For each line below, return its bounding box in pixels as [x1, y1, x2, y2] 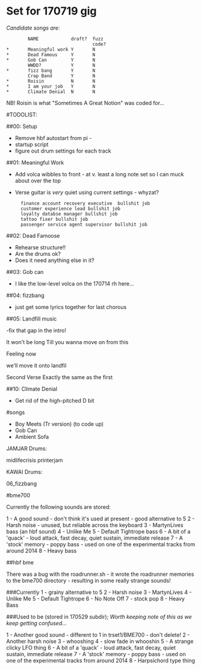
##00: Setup [6, 123, 37, 130]
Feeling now [6, 350, 37, 357]
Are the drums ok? [14, 250, 61, 257]
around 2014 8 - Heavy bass [6, 547, 77, 554]
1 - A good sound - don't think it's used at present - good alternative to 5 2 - [6, 515, 195, 522]
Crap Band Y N [28, 72, 96, 79]
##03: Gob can [6, 268, 44, 275]
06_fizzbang [6, 480, 37, 487]
